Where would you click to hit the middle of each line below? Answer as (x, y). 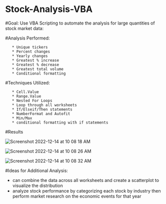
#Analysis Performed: (27, 38)
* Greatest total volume (38, 69)
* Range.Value (26, 96)
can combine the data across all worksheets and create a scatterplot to (85, 180)
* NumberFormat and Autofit (41, 113)
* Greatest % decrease (35, 64)
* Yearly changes (30, 56)
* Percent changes (31, 51)
